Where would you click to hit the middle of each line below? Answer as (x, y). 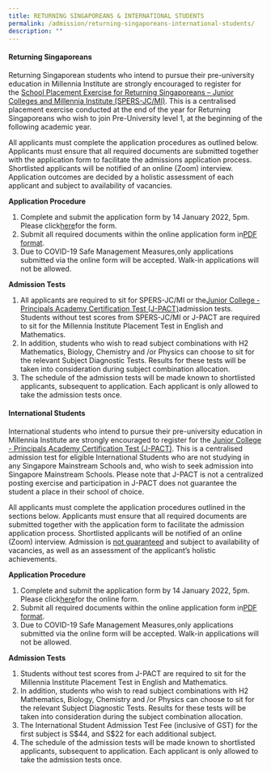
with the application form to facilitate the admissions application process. (130, 160)
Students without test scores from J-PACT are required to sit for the (133, 673)
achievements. (33, 559)
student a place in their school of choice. (76, 491)
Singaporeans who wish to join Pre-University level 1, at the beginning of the (135, 118)
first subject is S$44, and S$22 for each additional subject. (118, 734)
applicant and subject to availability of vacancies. (91, 185)
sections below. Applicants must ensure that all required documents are (128, 516)
